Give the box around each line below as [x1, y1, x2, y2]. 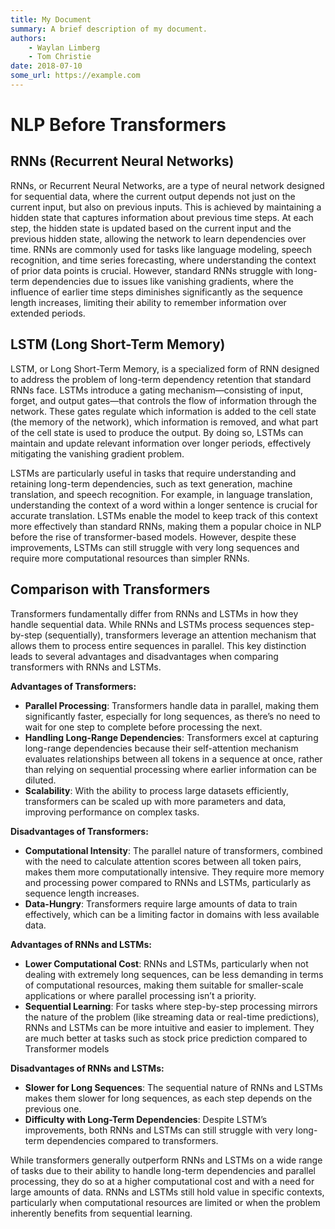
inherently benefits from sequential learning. [10, 1207, 193, 1219]
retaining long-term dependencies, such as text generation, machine [10, 477, 293, 490]
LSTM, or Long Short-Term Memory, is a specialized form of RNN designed [10, 362, 320, 375]
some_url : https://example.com [10, 71, 141, 81]
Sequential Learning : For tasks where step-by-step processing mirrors [24, 1000, 318, 1012]
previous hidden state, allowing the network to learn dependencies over [10, 232, 307, 245]
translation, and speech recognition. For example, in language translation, [10, 488, 313, 500]
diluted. [24, 774, 57, 786]
